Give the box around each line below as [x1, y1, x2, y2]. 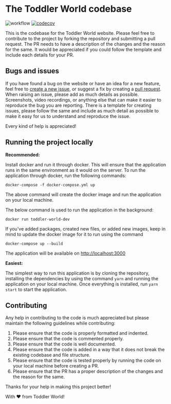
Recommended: [5, 151, 40, 158]
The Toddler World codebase [5, 3, 132, 15]
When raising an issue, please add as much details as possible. [5, 91, 139, 98]
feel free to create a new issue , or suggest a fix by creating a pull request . [5, 86, 162, 92]
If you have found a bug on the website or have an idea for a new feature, [5, 80, 161, 86]
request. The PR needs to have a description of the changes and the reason [5, 41, 166, 47]
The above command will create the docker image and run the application [5, 191, 162, 198]
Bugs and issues [5, 67, 60, 75]
